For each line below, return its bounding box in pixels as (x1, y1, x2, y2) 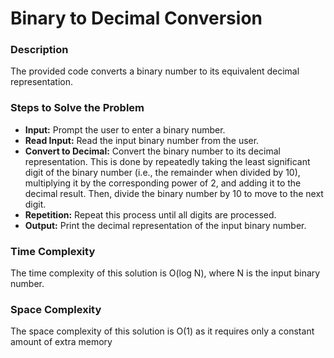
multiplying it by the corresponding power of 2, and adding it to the (24, 177, 302, 189)
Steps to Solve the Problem (10, 101, 145, 115)
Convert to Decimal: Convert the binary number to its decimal (24, 145, 281, 157)
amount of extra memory (10, 336, 113, 348)
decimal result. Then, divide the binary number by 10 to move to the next (24, 187, 324, 199)
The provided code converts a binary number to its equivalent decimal (10, 65, 300, 77)
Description (10, 43, 69, 57)
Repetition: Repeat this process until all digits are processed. (24, 208, 277, 221)
